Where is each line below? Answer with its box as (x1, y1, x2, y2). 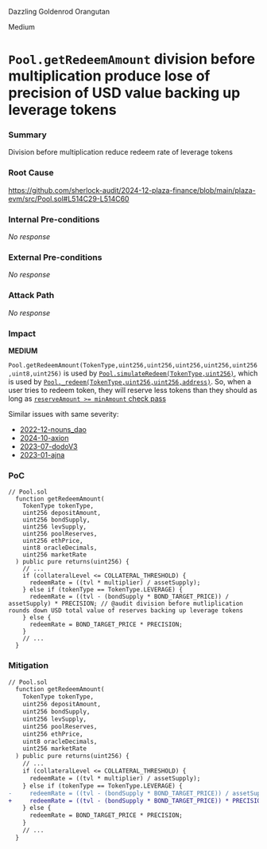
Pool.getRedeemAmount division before (8, 50, 256, 69)
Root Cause (8, 167, 54, 179)
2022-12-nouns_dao (19, 424, 87, 434)
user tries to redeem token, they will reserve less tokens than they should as (8, 385, 257, 395)
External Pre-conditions (8, 252, 103, 262)
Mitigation (8, 660, 49, 671)
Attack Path (8, 290, 55, 301)
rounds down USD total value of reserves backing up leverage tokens (8, 607, 244, 615)
